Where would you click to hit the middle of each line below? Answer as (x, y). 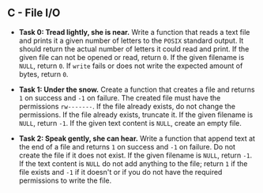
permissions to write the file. (65, 180)
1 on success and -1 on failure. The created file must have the (120, 97)
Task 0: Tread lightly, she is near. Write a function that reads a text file (134, 32)
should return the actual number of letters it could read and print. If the (134, 49)
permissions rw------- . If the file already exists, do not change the (127, 106)
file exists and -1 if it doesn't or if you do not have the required (120, 172)
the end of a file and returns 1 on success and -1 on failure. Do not (127, 146)
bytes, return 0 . (43, 74)
